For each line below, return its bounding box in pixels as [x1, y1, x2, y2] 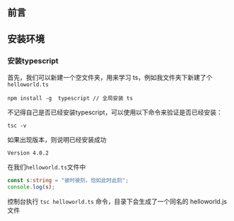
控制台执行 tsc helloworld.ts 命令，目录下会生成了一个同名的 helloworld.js [7, 197, 228, 205]
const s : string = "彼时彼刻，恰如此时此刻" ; [7, 177, 129, 184]
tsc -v [7, 122, 27, 129]
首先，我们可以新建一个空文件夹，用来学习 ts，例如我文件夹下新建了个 [7, 73, 213, 82]
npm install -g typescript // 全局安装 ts [7, 95, 133, 102]
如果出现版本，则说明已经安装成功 [7, 136, 107, 144]
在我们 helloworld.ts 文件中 [7, 163, 86, 172]
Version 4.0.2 [7, 150, 49, 157]
